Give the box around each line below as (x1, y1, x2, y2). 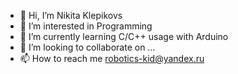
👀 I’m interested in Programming (19, 20, 153, 32)
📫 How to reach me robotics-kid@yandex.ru (19, 53, 205, 64)
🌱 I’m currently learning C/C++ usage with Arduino (19, 31, 229, 42)
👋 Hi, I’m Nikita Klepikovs (19, 10, 123, 21)
